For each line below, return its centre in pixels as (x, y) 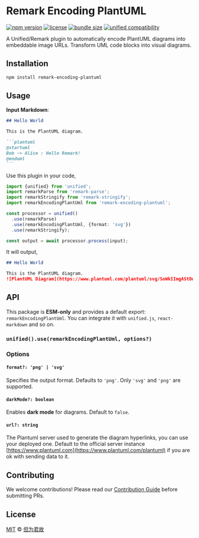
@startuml (18, 148)
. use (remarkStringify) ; (41, 230)
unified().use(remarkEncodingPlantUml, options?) (79, 339)
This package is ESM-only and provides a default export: (76, 311)
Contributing (30, 475)
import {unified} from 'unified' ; (49, 186)
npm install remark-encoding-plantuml (54, 77)
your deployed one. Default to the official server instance (76, 444)
